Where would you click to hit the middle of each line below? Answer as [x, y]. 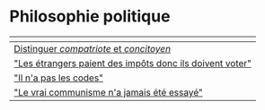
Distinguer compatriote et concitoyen [93, 48]
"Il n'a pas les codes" [58, 78]
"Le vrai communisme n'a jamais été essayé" [109, 92]
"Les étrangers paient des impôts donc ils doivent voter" [132, 63]
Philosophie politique [90, 17]
